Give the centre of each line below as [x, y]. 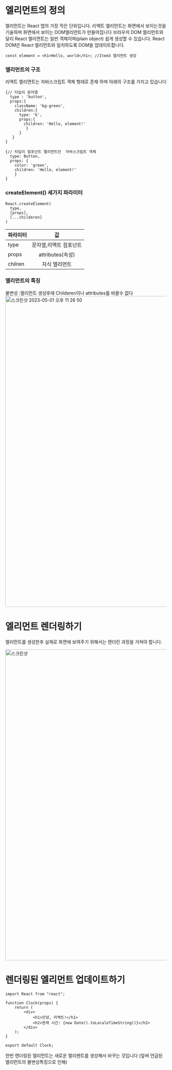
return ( [24, 1007]
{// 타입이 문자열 [22, 93]
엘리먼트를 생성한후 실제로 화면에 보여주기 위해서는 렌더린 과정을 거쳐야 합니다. [84, 642]
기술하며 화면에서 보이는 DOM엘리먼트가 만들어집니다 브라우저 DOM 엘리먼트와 [84, 32]
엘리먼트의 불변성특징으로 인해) [36, 1062]
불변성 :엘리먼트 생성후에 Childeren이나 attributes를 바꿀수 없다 [69, 293]
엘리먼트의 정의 [35, 11]
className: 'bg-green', [40, 106]
